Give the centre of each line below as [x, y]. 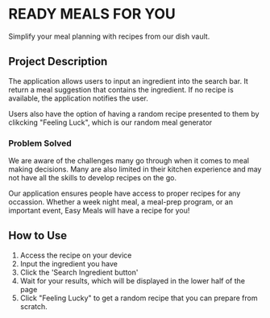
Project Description [58, 62]
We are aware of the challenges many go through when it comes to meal [129, 161]
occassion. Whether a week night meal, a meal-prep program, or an [121, 202]
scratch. [34, 306]
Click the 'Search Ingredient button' [79, 272]
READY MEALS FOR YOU [92, 14]
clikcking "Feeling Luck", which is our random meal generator [110, 122]
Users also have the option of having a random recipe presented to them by [134, 114]
